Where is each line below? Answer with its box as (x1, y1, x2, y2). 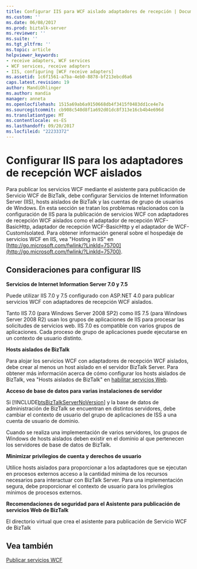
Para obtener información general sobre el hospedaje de (46, 229, 184, 236)
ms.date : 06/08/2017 (6, 19, 57, 25)
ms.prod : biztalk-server (6, 25, 67, 31)
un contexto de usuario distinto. (6, 334, 83, 341)
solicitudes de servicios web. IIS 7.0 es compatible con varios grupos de (6, 322, 181, 329)
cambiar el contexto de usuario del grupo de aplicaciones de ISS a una (6, 411, 177, 418)
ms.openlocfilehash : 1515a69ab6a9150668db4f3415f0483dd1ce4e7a (6, 101, 164, 107)
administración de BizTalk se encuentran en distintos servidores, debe (6, 405, 176, 412)
